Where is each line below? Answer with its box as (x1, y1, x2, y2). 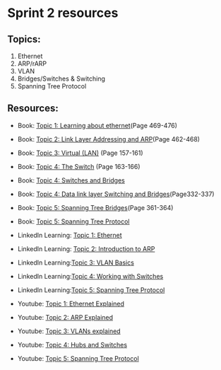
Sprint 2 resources (7, 5, 119, 21)
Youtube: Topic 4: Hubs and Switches (17, 340, 128, 349)
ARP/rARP (17, 59, 47, 68)
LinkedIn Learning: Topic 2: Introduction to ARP (17, 244, 155, 253)
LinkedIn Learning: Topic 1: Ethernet (17, 231, 122, 239)
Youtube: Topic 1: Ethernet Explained (17, 299, 125, 308)
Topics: (7, 33, 41, 45)
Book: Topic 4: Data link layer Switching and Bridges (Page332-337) (17, 190, 215, 198)
